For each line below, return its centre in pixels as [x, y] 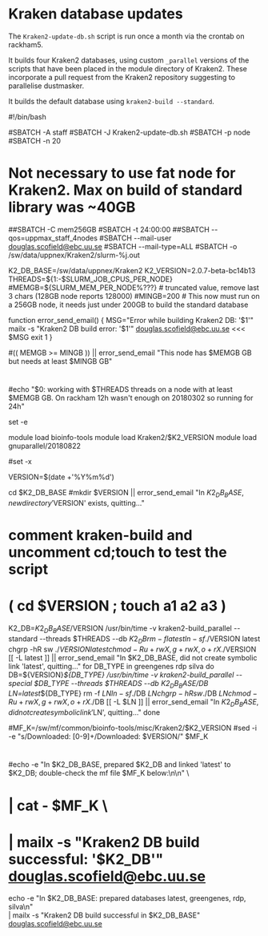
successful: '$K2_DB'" [86, 859]
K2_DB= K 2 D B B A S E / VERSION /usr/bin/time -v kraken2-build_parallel [120, 629]
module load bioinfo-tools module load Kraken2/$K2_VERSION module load [133, 438]
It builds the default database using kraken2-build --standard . [111, 101]
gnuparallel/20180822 [45, 446]
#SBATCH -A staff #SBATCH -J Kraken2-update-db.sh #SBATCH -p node [129, 132]
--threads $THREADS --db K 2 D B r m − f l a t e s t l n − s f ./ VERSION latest [150, 639]
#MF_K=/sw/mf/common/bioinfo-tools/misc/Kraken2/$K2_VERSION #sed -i [133, 728]
